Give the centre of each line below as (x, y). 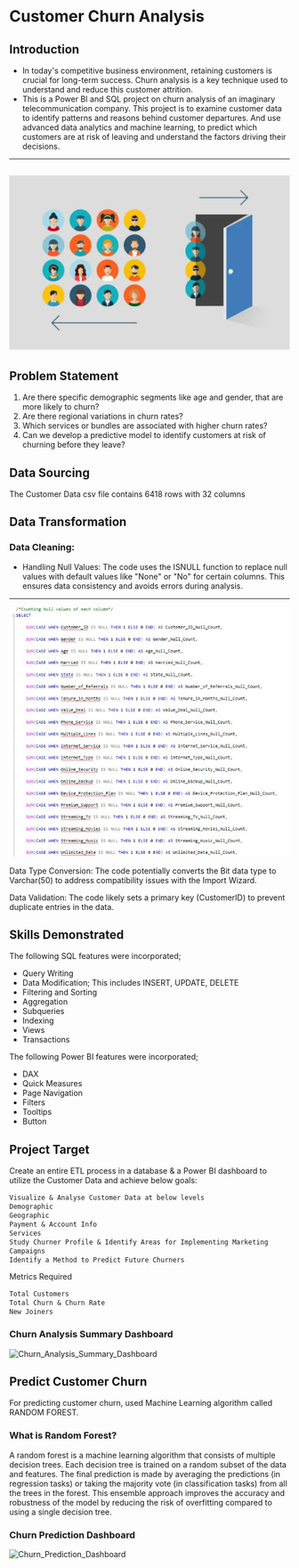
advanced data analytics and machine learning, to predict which (140, 127)
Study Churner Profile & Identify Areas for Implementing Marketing (139, 1243)
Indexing (38, 1020)
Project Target (49, 1149)
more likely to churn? (61, 407)
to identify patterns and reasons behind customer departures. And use (151, 118)
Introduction (44, 49)
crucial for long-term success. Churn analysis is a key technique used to (155, 80)
